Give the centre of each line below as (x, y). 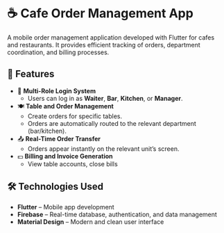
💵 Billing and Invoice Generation (65, 156)
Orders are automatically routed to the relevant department (112, 123)
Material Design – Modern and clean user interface (91, 222)
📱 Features (31, 74)
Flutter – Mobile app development (66, 207)
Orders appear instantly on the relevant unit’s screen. (103, 148)
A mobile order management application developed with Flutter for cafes (111, 37)
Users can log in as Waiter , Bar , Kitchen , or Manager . (105, 98)
